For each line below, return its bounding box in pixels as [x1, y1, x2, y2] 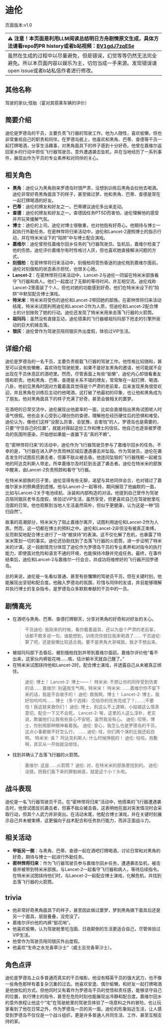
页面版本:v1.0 [5, 22, 32, 28]
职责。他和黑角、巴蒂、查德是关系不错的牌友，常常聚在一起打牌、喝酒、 [13, 377, 162, 383]
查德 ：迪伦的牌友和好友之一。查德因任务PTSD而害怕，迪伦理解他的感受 [12, 210, 159, 216]
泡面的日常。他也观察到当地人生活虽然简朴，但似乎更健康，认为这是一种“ [5, 502, 156, 508]
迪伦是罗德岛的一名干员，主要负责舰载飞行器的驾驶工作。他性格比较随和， [5, 358, 158, 364]
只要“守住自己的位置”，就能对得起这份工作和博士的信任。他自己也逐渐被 [5, 425, 153, 431]
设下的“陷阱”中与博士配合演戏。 [43, 235, 108, 241]
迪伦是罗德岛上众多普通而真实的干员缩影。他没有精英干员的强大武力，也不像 [5, 975, 162, 981]
